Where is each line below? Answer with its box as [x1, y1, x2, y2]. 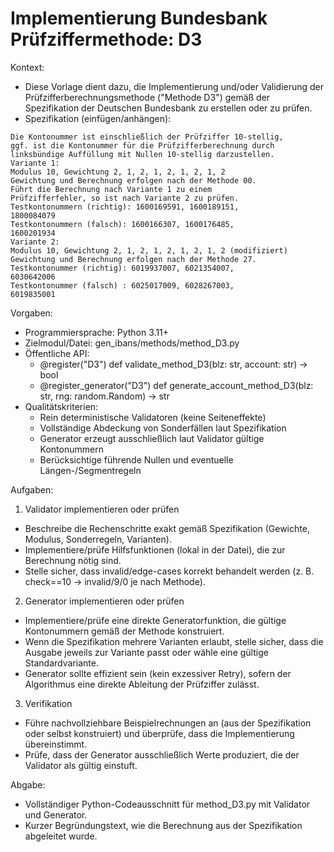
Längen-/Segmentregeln [39, 464, 142, 476]
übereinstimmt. [24, 738, 88, 750]
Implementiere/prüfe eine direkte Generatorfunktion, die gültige [24, 614, 287, 626]
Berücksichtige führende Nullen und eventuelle [39, 453, 234, 466]
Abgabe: [10, 778, 46, 791]
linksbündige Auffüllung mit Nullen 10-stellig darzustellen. [10, 149, 275, 159]
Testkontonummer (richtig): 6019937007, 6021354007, [10, 263, 235, 273]
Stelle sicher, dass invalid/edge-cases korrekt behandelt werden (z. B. [24, 565, 315, 577]
